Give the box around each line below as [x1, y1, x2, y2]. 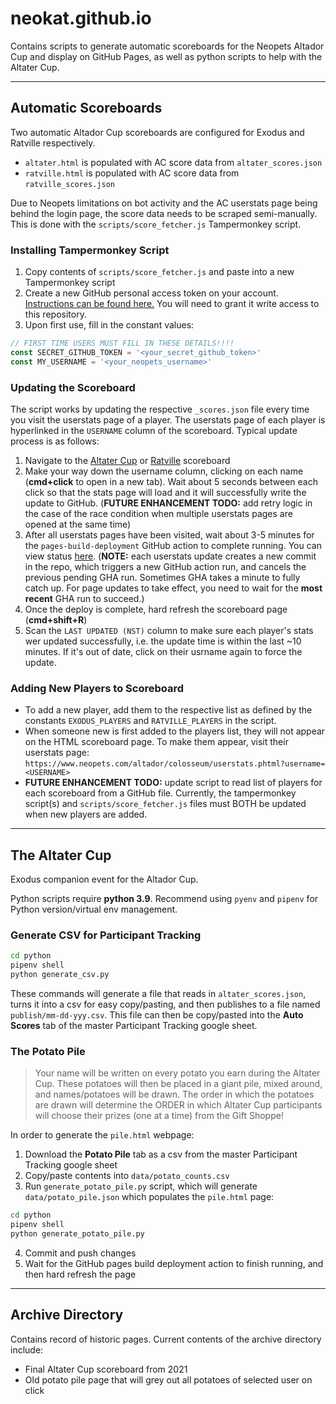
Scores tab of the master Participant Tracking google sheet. [10, 1020, 258, 1031]
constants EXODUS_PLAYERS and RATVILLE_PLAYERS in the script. [24, 715, 277, 727]
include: [10, 1343, 44, 1356]
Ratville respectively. [10, 137, 96, 149]
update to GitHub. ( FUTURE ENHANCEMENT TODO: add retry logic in [24, 497, 313, 509]
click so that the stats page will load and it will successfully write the [24, 486, 307, 498]
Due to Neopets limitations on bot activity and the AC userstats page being [10, 197, 318, 209]
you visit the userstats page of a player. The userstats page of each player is [10, 413, 326, 426]
